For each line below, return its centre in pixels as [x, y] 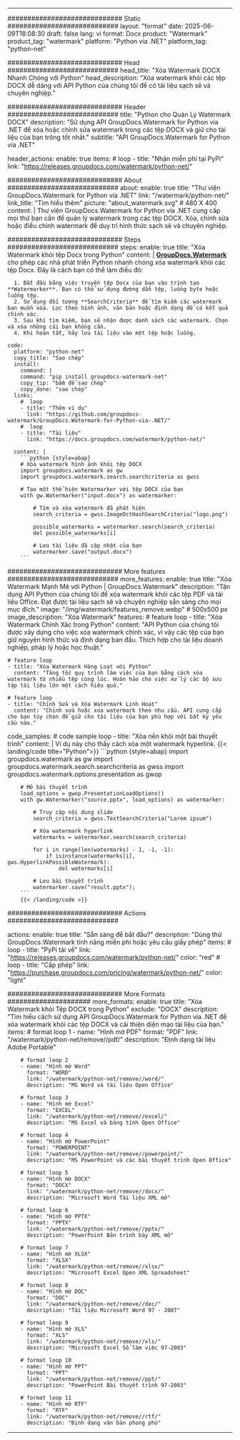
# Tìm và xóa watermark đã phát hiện [89, 508]
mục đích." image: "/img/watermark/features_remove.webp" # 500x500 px [117, 609]
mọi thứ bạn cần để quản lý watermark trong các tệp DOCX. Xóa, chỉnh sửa [118, 218]
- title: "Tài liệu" [51, 433]
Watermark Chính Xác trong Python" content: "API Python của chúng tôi [113, 625]
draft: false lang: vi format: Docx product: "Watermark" [127, 34]
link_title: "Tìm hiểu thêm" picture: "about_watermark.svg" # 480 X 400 [112, 203]
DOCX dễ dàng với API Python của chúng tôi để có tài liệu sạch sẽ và [109, 85]
